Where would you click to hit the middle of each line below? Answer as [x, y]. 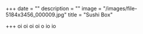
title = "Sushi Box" [90, 15]
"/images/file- [120, 8]
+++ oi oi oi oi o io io [31, 26]
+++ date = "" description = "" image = [54, 8]
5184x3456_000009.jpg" [36, 15]
